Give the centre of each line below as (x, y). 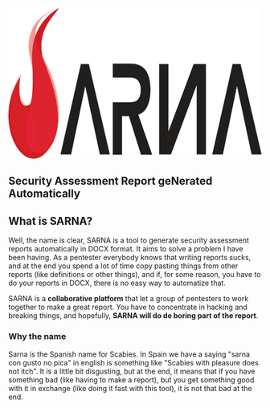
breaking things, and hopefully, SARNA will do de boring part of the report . (133, 316)
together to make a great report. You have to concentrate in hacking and (128, 307)
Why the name (37, 337)
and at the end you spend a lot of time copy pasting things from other (123, 266)
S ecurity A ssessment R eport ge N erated (110, 181)
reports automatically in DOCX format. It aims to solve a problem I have (126, 249)
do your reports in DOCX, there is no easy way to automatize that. (117, 283)
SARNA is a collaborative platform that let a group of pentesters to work (129, 299)
